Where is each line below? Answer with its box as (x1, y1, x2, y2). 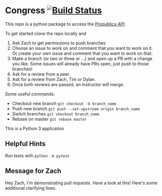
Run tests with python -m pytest (5, 152, 70, 158)
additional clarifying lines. (5, 185, 57, 191)
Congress (5, 5, 45, 16)
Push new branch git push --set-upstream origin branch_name (12, 106, 140, 111)
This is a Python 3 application (5, 125, 65, 131)
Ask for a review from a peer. (12, 71, 71, 77)
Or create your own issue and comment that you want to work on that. (12, 50, 153, 56)
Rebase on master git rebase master (12, 116, 87, 122)
